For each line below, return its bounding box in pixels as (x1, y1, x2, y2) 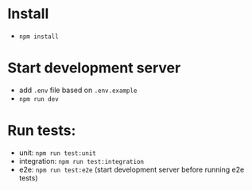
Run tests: (7, 122, 76, 140)
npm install (18, 33, 59, 41)
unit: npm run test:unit (18, 148, 96, 157)
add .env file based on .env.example (18, 85, 138, 95)
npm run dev (18, 95, 59, 103)
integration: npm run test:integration (18, 156, 145, 165)
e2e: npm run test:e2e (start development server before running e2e (18, 165, 245, 174)
